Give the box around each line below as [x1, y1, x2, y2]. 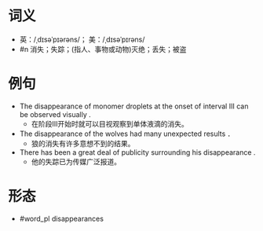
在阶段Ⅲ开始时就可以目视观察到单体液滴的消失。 [31, 119, 188, 128]
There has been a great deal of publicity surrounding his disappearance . [19, 147, 256, 157]
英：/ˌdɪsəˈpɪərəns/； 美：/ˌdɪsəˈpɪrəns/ [19, 35, 145, 44]
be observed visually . [19, 109, 92, 119]
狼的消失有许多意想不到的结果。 [31, 138, 135, 148]
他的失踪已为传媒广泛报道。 [31, 156, 122, 166]
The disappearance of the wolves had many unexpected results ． [19, 129, 235, 138]
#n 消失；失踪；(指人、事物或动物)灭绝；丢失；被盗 [19, 44, 187, 53]
